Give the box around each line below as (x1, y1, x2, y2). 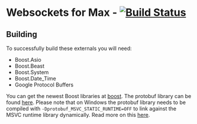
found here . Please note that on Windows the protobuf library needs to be (6, 99, 186, 106)
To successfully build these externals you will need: (6, 45, 132, 52)
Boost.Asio (14, 56, 41, 63)
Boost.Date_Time (14, 75, 56, 82)
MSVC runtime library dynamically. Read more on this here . (6, 112, 150, 118)
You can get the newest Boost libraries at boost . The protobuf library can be (6, 93, 192, 99)
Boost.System (14, 69, 49, 76)
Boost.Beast (14, 62, 45, 69)
